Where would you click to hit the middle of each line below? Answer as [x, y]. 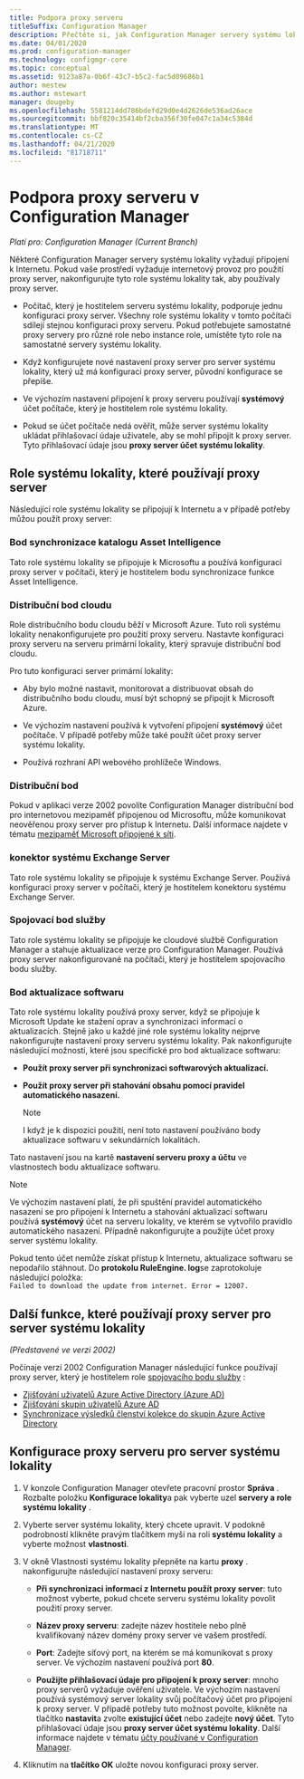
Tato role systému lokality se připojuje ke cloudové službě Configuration [144, 939]
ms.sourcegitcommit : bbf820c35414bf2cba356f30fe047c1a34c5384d [131, 119]
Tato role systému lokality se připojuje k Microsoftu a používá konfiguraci [146, 562]
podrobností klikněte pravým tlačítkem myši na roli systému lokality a [152, 1534]
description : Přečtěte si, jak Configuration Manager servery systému [145, 34]
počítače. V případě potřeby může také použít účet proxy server [142, 735]
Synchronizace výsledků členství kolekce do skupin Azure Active [143, 1413]
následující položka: [46, 1277]
